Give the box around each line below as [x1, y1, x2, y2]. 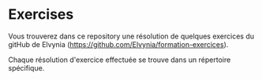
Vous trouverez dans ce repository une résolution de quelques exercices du [8, 31, 255, 41]
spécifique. [8, 63, 45, 72]
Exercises [8, 5, 74, 24]
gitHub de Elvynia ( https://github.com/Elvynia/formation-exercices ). [8, 39, 229, 49]
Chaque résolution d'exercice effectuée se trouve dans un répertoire [8, 55, 231, 64]
